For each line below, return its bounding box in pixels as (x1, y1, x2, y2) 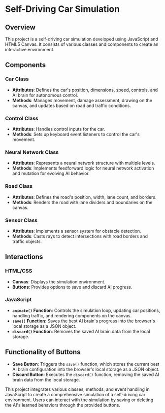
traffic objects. (12, 238, 42, 244)
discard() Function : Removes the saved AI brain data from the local (12, 328, 150, 334)
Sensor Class (5, 217, 38, 224)
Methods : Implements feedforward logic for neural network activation (12, 165, 154, 171)
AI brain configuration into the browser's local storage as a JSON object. (12, 366, 160, 372)
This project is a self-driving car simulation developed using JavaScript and (5, 36, 159, 42)
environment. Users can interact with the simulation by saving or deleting (5, 397, 154, 403)
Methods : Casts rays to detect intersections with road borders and (12, 233, 148, 239)
